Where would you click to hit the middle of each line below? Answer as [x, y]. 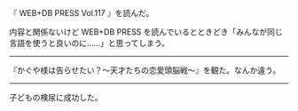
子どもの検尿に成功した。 [56, 97]
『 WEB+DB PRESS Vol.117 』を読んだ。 [82, 13]
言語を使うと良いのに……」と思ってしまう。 [90, 43]
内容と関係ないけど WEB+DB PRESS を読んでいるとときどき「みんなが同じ [146, 32]
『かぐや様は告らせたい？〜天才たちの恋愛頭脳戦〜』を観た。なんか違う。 [145, 70]
